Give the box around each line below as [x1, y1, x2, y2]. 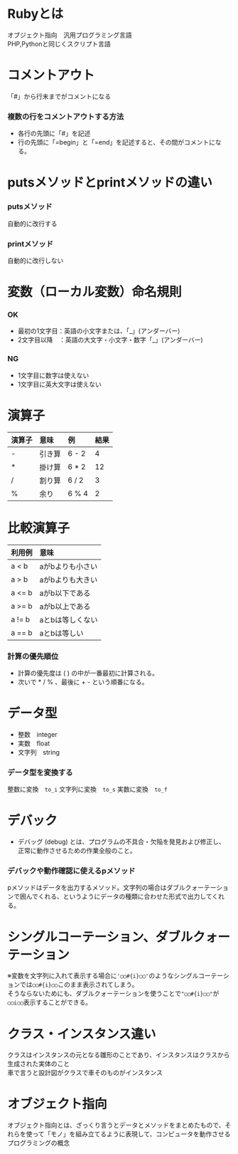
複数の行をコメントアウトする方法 [7, 111, 124, 121]
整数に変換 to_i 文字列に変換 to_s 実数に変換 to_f [7, 785, 168, 794]
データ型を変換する [7, 767, 73, 777]
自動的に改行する [7, 219, 58, 228]
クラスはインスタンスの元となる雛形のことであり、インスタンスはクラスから [7, 1051, 230, 1059]
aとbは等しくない [39, 614, 98, 624]
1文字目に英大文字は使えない [17, 379, 102, 388]
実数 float [17, 739, 50, 748]
